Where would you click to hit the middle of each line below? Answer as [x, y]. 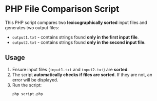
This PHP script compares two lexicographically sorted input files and [76, 22]
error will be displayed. [35, 80]
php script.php [28, 94]
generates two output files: [32, 27]
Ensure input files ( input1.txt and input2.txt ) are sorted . [70, 69]
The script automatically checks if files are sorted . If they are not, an [82, 75]
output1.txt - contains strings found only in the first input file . [75, 37]
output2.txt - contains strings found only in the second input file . [79, 42]
